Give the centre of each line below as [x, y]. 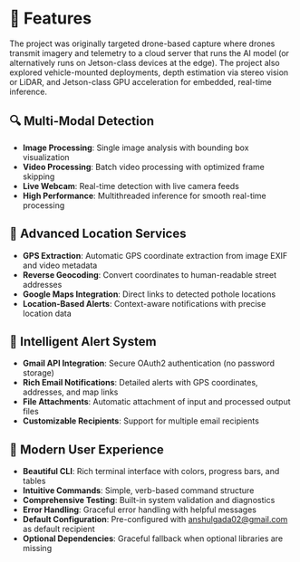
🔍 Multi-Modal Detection [82, 121]
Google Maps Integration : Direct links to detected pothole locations [149, 294]
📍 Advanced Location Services [98, 234]
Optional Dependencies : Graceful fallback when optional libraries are [153, 538]
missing [37, 548]
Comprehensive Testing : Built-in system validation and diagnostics [149, 500]
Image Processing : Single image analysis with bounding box [135, 148]
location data [47, 313]
